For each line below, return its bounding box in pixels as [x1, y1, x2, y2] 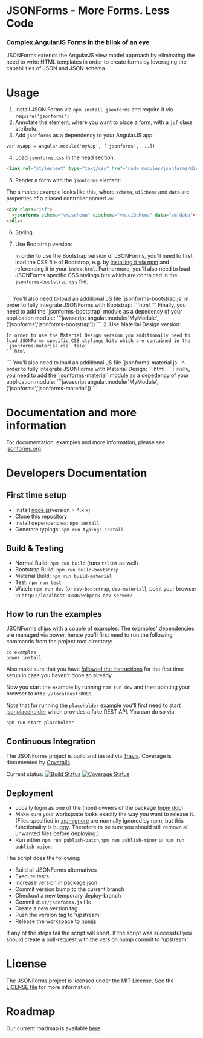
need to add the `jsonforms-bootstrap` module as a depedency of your [6, 307, 182, 315]
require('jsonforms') [14, 113, 69, 120]
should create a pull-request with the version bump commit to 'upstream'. [6, 936, 189, 943]
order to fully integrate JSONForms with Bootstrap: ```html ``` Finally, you [6, 301, 186, 309]
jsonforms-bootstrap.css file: [14, 278, 89, 285]
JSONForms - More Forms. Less [6, 4, 170, 18]
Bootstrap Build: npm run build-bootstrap [14, 565, 119, 573]
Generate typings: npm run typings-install [14, 525, 124, 533]
